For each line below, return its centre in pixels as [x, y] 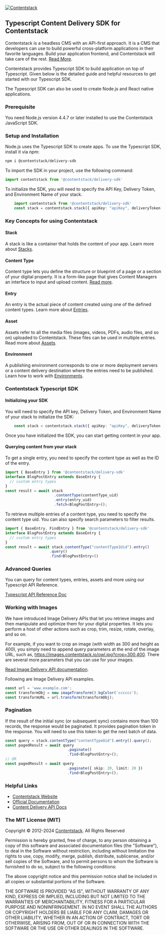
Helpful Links [22, 785]
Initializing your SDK [27, 401]
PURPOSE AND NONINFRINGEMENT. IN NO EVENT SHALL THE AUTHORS [81, 907]
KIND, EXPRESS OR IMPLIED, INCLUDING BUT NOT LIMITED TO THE [75, 897]
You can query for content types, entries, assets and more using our [75, 580]
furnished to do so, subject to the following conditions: [61, 867]
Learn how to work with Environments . [44, 376]
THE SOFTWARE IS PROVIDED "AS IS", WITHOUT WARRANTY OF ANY [77, 891]
